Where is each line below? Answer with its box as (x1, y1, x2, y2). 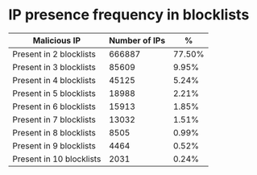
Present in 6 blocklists (12, 101, 97, 112)
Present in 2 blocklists (12, 48, 97, 60)
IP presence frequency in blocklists (8, 6, 250, 24)
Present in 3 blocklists (12, 61, 97, 73)
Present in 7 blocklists (12, 114, 97, 125)
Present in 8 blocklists (12, 127, 97, 138)
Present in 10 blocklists (12, 153, 102, 165)
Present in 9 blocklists (12, 140, 97, 151)
